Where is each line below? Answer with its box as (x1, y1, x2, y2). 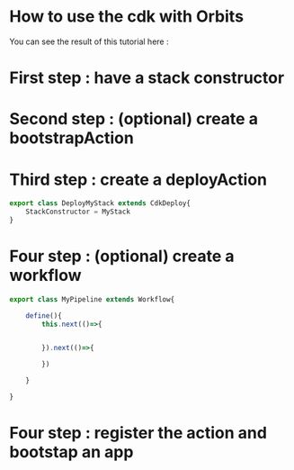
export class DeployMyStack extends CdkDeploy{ (9, 199, 192, 208)
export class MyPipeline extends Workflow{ (9, 294, 175, 303)
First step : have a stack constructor (9, 68, 285, 88)
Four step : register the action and (9, 423, 268, 443)
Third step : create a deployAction (9, 169, 268, 190)
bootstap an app (9, 442, 134, 463)
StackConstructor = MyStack (25, 207, 130, 217)
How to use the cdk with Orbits (9, 6, 245, 27)
